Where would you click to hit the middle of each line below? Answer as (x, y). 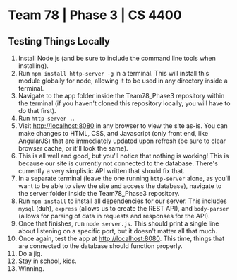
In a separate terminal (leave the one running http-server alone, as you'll (124, 178)
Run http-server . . (46, 118)
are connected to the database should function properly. (100, 246)
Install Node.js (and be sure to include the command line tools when (117, 58)
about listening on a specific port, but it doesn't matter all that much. (118, 231)
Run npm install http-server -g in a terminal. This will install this (114, 73)
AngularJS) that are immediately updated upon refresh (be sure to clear (122, 141)
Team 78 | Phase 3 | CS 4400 (95, 15)
